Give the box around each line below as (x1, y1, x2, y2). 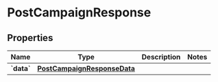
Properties (7, 32, 53, 44)
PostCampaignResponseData (37, 64, 136, 73)
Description (141, 53, 181, 61)
